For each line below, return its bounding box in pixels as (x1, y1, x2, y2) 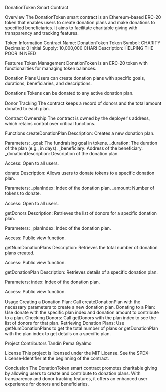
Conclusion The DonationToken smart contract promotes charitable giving (5, 365, 157, 371)
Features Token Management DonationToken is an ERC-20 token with (5, 60, 148, 66)
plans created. (5, 250, 35, 256)
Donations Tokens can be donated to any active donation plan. (5, 90, 134, 96)
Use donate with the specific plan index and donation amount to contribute (5, 309, 159, 315)
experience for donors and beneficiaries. (5, 381, 89, 387)
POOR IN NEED (5, 50, 36, 56)
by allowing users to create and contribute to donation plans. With (5, 370, 141, 376)
